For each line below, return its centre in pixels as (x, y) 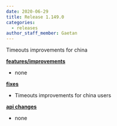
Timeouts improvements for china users (63, 96)
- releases (25, 28)
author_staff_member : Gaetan (42, 33)
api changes (21, 107)
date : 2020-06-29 (27, 11)
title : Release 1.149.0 (35, 17)
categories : (21, 22)
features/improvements (36, 62)
